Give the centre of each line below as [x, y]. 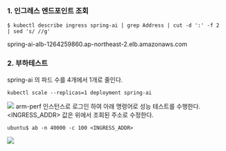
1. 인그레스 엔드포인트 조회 [48, 10]
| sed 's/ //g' [29, 32]
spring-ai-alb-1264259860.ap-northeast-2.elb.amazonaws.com [97, 44]
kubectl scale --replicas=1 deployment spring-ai [80, 93]
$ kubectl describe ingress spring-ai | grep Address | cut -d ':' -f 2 [113, 25]
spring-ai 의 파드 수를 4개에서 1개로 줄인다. [65, 80]
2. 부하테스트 [27, 63]
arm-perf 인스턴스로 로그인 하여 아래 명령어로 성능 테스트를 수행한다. [108, 106]
